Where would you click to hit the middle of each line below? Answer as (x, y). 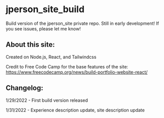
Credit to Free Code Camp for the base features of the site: (67, 66)
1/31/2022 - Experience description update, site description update (75, 110)
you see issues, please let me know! (43, 28)
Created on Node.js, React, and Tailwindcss (51, 57)
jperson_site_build (45, 9)
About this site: (30, 45)
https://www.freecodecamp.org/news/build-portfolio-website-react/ (77, 72)
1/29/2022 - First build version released (47, 100)
